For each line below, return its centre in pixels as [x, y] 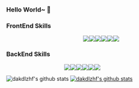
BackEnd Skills [28, 54]
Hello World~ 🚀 [29, 10]
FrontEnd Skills [29, 25]
